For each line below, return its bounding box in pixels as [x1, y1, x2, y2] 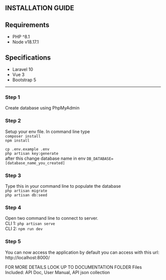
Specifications [5, 53, 51, 62]
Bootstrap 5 [12, 77, 37, 83]
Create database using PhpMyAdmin [5, 105, 80, 111]
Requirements [5, 21, 49, 29]
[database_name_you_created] [5, 160, 65, 166]
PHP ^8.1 [12, 34, 30, 40]
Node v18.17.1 [12, 39, 39, 45]
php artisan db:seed [5, 192, 48, 198]
